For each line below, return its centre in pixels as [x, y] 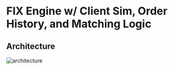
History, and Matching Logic [79, 24]
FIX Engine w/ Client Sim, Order [87, 11]
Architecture [31, 46]
